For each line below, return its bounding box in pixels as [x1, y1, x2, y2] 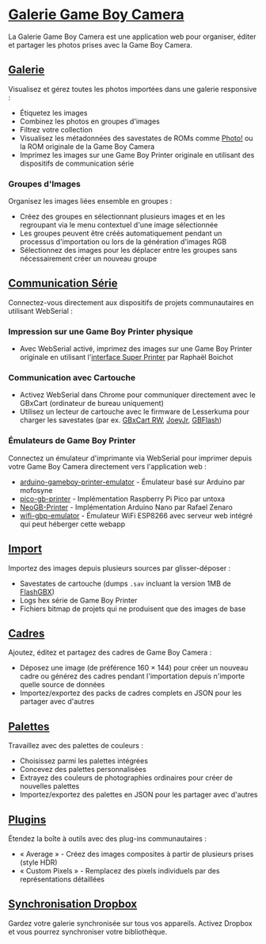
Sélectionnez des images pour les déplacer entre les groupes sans [19, 246, 237, 255]
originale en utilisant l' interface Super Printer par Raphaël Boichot [19, 353, 234, 362]
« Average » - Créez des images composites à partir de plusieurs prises [19, 850, 254, 858]
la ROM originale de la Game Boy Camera [19, 141, 155, 151]
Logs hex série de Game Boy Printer [19, 595, 138, 605]
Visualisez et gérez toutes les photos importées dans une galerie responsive [8, 84, 257, 94]
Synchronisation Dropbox [8, 897, 138, 911]
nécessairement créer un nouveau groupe [19, 254, 157, 263]
